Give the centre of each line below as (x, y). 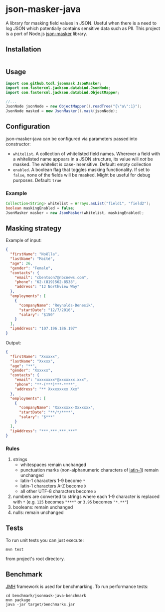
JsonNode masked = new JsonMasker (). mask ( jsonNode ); (62, 111)
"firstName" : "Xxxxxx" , (35, 356)
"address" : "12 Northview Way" (47, 287)
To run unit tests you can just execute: (45, 540)
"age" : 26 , (21, 263)
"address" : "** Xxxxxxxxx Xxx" (47, 389)
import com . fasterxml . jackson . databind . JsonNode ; (58, 88)
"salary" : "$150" (37, 314)
